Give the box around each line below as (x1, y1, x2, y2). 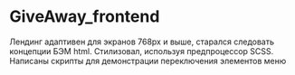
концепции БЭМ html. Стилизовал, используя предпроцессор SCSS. (9, 45, 274, 56)
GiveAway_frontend (9, 6, 160, 27)
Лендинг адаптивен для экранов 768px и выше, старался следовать (9, 36, 274, 47)
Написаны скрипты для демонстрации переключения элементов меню (9, 55, 287, 66)
